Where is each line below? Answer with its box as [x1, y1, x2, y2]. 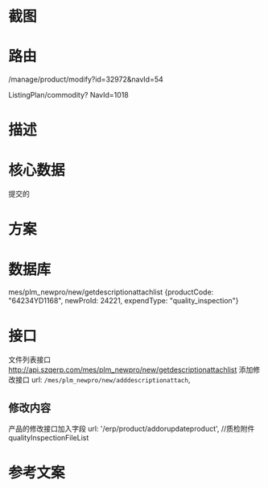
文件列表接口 [8, 355, 51, 365]
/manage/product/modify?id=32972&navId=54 [8, 74, 163, 85]
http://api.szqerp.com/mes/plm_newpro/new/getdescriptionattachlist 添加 [8, 365, 254, 375]
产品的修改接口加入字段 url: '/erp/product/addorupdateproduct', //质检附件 [8, 424, 255, 434]
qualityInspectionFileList [8, 433, 89, 443]
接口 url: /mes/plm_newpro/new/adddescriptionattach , [14, 375, 191, 385]
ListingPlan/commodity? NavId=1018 [8, 90, 129, 100]
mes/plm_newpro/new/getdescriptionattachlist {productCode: [8, 287, 214, 297]
